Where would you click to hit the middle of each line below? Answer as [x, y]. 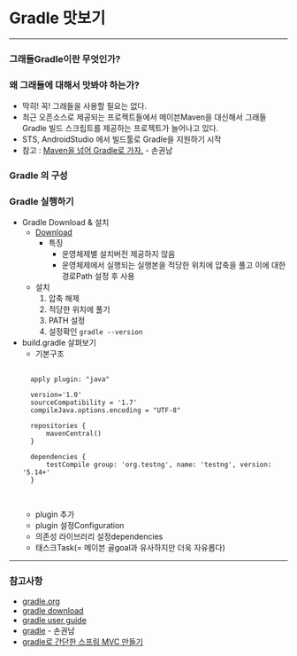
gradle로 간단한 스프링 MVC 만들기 [83, 641]
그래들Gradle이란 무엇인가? [65, 59]
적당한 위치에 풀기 [79, 309]
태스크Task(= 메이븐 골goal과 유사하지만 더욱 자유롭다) [130, 548]
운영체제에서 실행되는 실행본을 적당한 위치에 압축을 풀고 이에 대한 [174, 265]
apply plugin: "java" [70, 379]
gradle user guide [54, 620]
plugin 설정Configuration [80, 526]
